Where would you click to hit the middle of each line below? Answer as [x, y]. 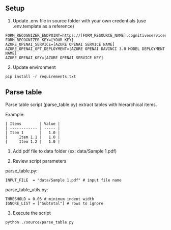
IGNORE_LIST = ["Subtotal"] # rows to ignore [54, 203]
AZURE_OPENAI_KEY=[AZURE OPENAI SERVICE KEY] [54, 58]
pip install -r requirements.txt [41, 76]
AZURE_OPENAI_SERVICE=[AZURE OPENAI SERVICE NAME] [60, 44]
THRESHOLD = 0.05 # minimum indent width [50, 199]
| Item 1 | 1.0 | [33, 133]
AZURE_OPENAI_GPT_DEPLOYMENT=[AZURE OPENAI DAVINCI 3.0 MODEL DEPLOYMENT [85, 49]
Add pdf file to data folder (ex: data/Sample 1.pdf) [65, 151]
